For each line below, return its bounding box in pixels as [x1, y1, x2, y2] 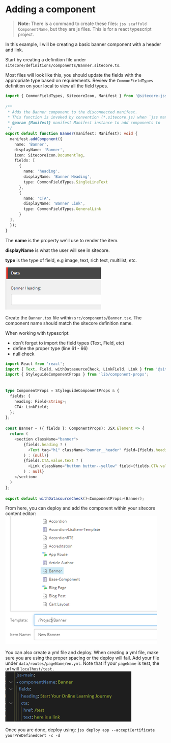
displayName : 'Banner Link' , [23, 201, 85, 206]
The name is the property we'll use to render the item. [5, 237, 119, 243]
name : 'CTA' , [23, 196, 51, 201]
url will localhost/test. [5, 666, 55, 672]
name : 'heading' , [23, 169, 60, 174]
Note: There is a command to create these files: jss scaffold [17, 20, 147, 27]
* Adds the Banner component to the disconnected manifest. [7, 109, 138, 114]
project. [17, 31, 34, 37]
